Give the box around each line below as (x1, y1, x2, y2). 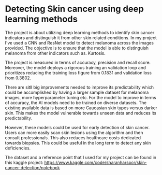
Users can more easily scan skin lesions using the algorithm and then (5, 130, 144, 135)
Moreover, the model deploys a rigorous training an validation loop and (5, 64, 146, 71)
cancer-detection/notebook (5, 164, 60, 170)
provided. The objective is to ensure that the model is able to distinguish (5, 45, 149, 51)
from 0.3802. (5, 75, 31, 81)
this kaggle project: (5, 160, 44, 165)
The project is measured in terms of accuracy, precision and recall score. (5, 59, 151, 65)
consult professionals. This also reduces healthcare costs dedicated (5, 134, 141, 141)
